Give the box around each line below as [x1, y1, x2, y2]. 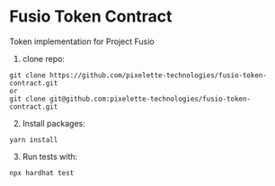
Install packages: [22, 118, 85, 128]
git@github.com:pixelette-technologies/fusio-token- [49, 94, 252, 103]
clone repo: [22, 53, 66, 64]
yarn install [9, 135, 58, 145]
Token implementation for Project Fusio [9, 36, 155, 47]
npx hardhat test [9, 168, 75, 177]
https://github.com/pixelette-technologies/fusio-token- [49, 70, 268, 80]
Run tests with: [22, 151, 78, 162]
